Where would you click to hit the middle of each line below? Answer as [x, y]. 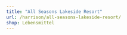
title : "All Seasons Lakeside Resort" [54, 12]
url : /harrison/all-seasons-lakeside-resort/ [63, 17]
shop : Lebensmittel [30, 23]
